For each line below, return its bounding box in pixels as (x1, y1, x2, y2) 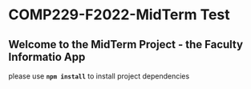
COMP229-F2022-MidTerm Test (8, 6, 230, 24)
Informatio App (8, 50, 86, 63)
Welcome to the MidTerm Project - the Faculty (8, 38, 243, 51)
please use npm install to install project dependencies (8, 71, 190, 81)
